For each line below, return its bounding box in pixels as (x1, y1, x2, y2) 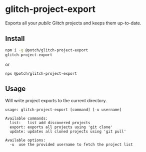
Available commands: (5, 116, 48, 121)
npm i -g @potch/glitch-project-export (5, 47, 88, 53)
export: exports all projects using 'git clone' (9, 125, 113, 130)
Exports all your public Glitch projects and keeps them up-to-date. (5, 20, 141, 26)
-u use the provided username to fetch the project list (9, 142, 133, 148)
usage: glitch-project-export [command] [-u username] (5, 107, 122, 113)
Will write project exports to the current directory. (5, 98, 107, 104)
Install (5, 34, 25, 43)
